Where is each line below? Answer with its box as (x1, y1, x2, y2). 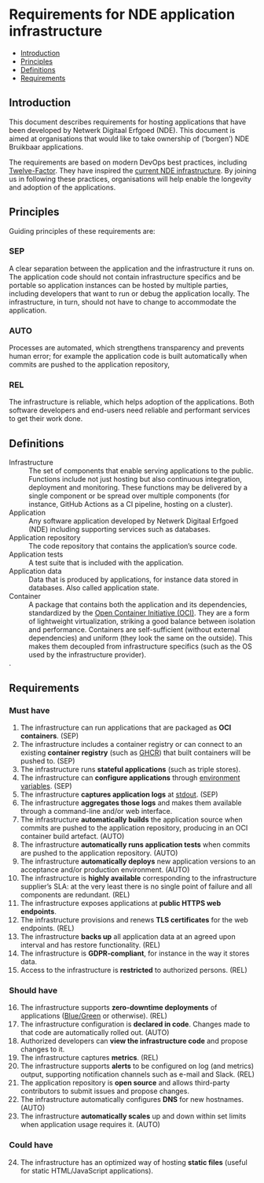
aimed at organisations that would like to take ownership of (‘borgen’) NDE (9, 134, 250, 143)
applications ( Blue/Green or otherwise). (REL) (20, 1011, 167, 1021)
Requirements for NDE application (9, 6, 235, 24)
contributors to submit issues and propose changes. (20, 1086, 189, 1096)
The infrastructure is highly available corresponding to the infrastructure (20, 873, 257, 882)
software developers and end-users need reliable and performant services (9, 405, 251, 415)
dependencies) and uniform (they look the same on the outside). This (28, 634, 253, 643)
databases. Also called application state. (28, 583, 159, 593)
